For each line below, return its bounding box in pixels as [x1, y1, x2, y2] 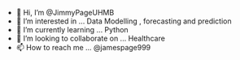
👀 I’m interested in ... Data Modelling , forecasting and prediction [15, 16, 232, 26]
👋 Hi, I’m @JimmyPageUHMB [15, 8, 115, 17]
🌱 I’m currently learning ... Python [15, 25, 129, 34]
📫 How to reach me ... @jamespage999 [15, 43, 151, 52]
